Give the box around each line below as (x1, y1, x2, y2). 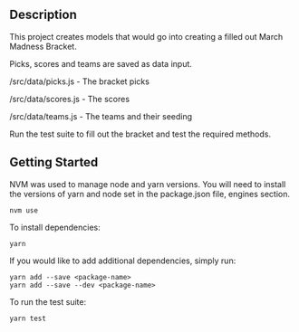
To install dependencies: (9, 222, 101, 232)
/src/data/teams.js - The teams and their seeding (9, 110, 193, 121)
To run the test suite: (9, 296, 87, 307)
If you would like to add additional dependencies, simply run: (9, 255, 236, 266)
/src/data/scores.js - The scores (9, 93, 130, 104)
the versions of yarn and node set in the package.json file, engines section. (9, 188, 291, 199)
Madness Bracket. (9, 41, 77, 52)
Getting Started (9, 155, 99, 170)
